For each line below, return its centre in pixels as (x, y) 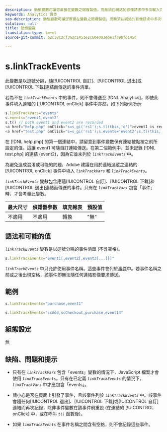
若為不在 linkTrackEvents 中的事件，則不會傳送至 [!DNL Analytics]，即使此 (82, 97)
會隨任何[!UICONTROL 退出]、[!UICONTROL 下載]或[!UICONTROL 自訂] (85, 401)
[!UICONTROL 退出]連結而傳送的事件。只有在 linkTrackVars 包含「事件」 (80, 188)
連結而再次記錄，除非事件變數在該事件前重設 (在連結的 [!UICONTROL (83, 408)
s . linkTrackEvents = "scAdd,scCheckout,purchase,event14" (64, 313)
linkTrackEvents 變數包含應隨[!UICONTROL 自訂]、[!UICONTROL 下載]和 (80, 181)
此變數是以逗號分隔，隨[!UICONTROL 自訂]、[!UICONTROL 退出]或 (74, 80)
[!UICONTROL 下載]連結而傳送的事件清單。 (49, 87)
